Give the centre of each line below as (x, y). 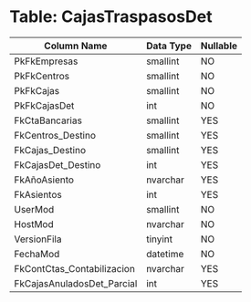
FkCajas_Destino (50, 150)
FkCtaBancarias (48, 120)
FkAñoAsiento (44, 180)
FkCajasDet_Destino (58, 164)
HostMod (34, 224)
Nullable (219, 46)
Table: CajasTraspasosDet (111, 17)
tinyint (159, 239)
